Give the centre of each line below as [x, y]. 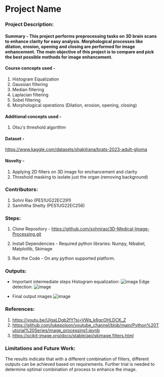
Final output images [32, 296]
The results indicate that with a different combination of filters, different [77, 359]
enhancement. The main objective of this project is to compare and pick [80, 52]
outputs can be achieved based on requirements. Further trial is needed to [80, 364]
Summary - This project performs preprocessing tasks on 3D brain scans [81, 36]
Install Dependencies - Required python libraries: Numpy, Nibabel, [79, 243]
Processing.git [27, 234]
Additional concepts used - [33, 116]
